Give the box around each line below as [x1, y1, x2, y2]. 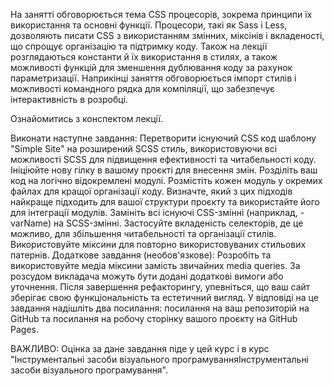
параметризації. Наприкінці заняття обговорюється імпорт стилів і [10, 72, 297, 84]
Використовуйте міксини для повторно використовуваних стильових [10, 239, 307, 250]
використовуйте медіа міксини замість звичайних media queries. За [10, 260, 301, 271]
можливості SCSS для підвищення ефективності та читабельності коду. [10, 154, 317, 165]
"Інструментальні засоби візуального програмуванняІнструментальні [10, 354, 310, 365]
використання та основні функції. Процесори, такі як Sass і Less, [10, 19, 288, 31]
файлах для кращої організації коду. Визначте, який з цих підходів [10, 185, 293, 197]
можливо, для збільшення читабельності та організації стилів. [10, 228, 277, 239]
